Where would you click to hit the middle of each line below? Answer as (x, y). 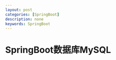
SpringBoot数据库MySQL (58, 50)
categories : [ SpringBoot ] (32, 14)
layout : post (19, 10)
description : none (24, 19)
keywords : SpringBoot (28, 24)
